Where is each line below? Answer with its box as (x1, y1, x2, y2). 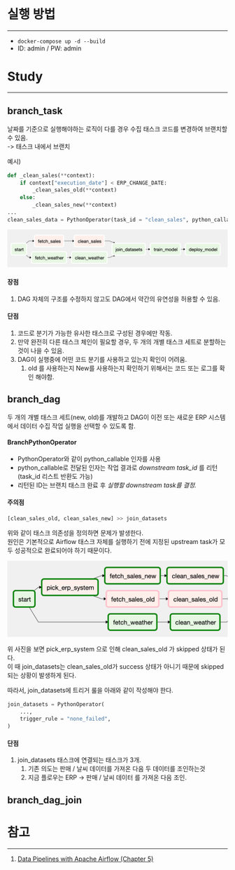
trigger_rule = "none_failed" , (20, 716, 111, 723)
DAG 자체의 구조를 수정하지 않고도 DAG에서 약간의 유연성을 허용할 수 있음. (17, 294, 220, 303)
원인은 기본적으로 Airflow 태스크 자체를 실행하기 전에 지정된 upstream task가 (7, 537, 218, 545)
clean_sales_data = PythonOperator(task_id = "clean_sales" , (7, 216, 190, 223)
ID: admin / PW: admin (17, 43, 82, 53)
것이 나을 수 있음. (17, 346, 64, 355)
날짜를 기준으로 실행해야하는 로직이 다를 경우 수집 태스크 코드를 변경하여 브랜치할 (7, 124, 228, 133)
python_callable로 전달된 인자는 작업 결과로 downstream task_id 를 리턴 (17, 463, 218, 472)
